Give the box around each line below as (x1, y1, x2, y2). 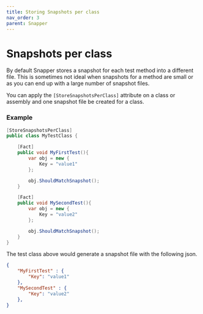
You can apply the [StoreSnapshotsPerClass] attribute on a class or (6, 92, 175, 99)
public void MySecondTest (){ (17, 200, 92, 206)
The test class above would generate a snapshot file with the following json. (6, 250, 197, 258)
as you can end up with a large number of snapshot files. (6, 80, 150, 87)
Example (6, 114, 33, 122)
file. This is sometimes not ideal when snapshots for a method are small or (6, 73, 194, 81)
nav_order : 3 (6, 15, 40, 21)
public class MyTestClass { (6, 133, 78, 139)
